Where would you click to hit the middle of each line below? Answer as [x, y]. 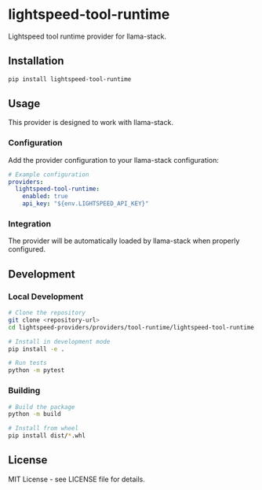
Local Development [46, 297]
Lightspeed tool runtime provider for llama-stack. [87, 36]
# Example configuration [49, 175]
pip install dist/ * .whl [47, 436]
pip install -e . [36, 349]
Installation [36, 61]
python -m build [35, 414]
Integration [30, 224]
